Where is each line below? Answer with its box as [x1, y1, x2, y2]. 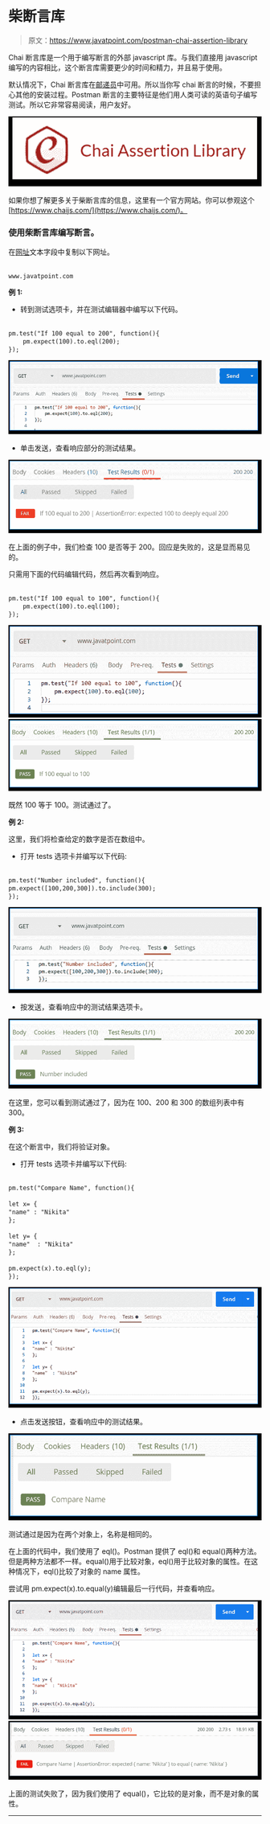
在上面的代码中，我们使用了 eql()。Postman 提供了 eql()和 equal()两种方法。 [8, 1546, 261, 1556]
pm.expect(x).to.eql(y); [8, 1264, 92, 1273]
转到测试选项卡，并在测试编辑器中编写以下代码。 [19, 304, 182, 314]
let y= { [8, 1232, 38, 1241]
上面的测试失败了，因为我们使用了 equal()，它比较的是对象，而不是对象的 [8, 1789, 252, 1798]
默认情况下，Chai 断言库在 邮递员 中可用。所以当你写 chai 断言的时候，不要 [8, 80, 255, 89]
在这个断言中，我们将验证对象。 [8, 1142, 114, 1152]
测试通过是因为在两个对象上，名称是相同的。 [8, 1529, 157, 1538]
